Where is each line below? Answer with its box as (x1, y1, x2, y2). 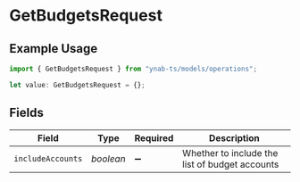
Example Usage (9, 41, 98, 56)
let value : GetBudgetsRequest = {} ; (9, 80, 146, 89)
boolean (90, 153, 127, 165)
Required (134, 131, 174, 144)
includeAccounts (13, 153, 83, 163)
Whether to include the (182, 146, 279, 159)
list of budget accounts (182, 158, 279, 170)
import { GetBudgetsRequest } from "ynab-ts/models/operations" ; (9, 64, 257, 73)
